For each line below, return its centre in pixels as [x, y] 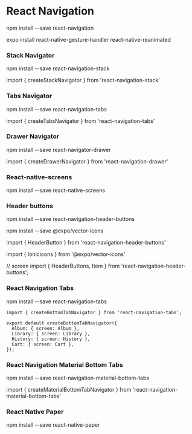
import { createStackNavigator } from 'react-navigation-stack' [83, 81]
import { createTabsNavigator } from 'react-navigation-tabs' [81, 121]
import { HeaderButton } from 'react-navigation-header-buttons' [86, 243]
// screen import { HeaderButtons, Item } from [63, 266]
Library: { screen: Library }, [51, 334]
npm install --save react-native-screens [56, 190]
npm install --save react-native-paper [53, 425]
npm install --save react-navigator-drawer [59, 150]
